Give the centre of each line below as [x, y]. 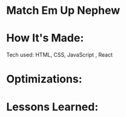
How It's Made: [45, 38]
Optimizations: [44, 79]
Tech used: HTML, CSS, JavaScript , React [60, 55]
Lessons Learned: [52, 107]
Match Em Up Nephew [63, 11]
